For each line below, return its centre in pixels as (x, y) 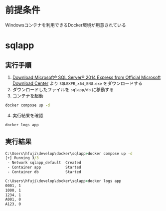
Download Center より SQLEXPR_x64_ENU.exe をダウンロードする (78, 83)
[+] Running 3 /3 (22, 158)
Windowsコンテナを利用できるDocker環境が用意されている (66, 25)
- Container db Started (44, 172)
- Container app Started (44, 168)
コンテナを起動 (28, 96)
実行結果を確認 (28, 115)
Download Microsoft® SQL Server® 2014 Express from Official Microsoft (86, 77)
